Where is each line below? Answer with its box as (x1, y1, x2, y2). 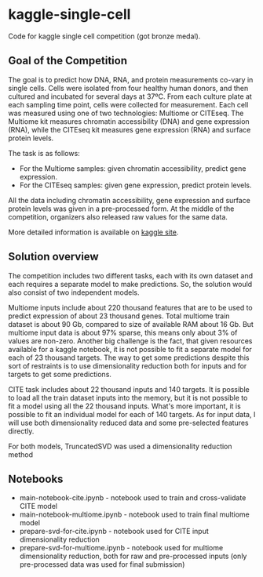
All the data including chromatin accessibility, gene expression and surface (8, 195, 251, 205)
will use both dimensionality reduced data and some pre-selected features (8, 418, 249, 427)
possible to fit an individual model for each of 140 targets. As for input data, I (8, 409, 256, 419)
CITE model (19, 502, 57, 511)
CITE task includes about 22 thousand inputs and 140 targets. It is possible (8, 384, 250, 394)
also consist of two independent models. (8, 288, 140, 297)
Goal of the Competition (8, 54, 128, 67)
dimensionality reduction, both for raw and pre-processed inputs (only (19, 551, 247, 561)
